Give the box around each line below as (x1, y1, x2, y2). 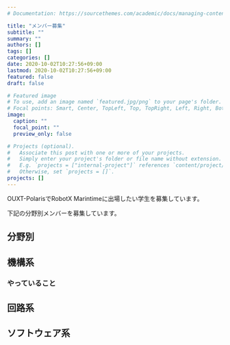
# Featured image (7, 92, 57, 99)
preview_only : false (13, 130, 72, 137)
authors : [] (7, 42, 41, 49)
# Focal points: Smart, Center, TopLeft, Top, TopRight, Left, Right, (7, 105, 213, 112)
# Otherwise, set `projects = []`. (7, 169, 115, 176)
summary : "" (7, 35, 41, 42)
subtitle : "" (7, 29, 44, 36)
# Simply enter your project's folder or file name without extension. (7, 156, 222, 163)
